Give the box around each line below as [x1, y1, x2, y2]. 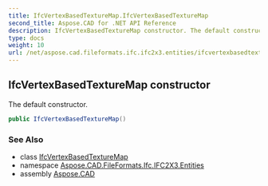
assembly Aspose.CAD [19, 168, 96, 178]
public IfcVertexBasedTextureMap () [8, 115, 127, 123]
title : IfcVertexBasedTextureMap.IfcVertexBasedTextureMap [8, 11, 209, 20]
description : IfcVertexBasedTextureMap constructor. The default [8, 26, 230, 34]
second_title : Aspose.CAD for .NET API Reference [8, 19, 177, 27]
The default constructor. [8, 99, 88, 109]
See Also [8, 133, 44, 144]
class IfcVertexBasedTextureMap [19, 152, 129, 161]
